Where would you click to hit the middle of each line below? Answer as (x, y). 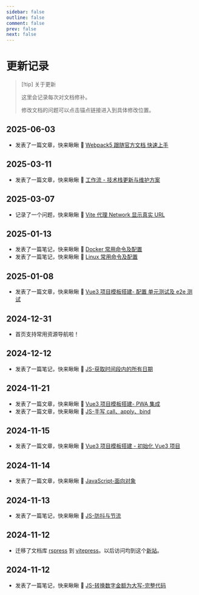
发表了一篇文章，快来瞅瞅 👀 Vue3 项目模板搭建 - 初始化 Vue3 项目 (98, 446)
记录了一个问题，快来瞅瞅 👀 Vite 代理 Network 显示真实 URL (90, 214)
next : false (21, 35)
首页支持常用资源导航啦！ (47, 334)
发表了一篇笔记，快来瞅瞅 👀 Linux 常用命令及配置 (76, 257)
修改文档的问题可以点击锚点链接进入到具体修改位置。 (88, 110)
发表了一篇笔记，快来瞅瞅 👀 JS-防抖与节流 (68, 516)
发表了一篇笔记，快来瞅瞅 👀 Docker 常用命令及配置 (79, 249)
